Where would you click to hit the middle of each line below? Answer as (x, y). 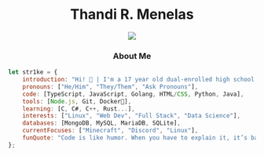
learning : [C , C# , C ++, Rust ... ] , (79, 109)
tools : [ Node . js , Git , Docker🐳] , (77, 101)
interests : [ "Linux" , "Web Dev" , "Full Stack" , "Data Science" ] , (132, 116)
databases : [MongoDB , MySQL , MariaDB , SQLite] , (101, 123)
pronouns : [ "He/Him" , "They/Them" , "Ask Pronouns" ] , (110, 87)
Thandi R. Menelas (132, 15)
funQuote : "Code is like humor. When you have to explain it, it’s (135, 138)
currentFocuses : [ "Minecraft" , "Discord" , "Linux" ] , (110, 131)
